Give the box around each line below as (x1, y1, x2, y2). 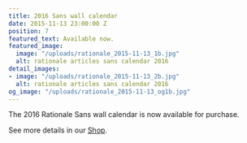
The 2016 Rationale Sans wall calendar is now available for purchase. (8, 110, 240, 119)
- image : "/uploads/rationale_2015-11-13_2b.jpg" (8, 72, 180, 80)
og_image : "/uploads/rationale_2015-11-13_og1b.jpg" (8, 87, 191, 96)
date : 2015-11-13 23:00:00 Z (8, 19, 107, 28)
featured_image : (8, 42, 63, 50)
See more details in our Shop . (8, 125, 108, 135)
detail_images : (8, 65, 60, 73)
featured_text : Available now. (8, 34, 115, 43)
